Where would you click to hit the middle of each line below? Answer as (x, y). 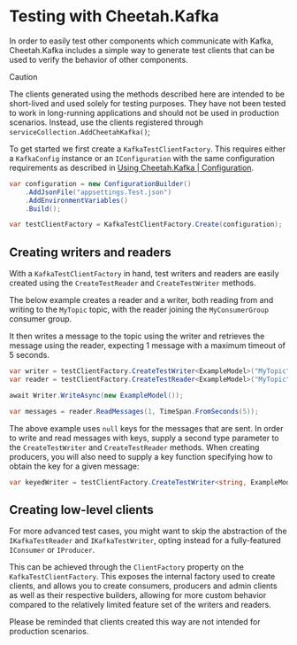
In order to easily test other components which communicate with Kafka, (141, 41)
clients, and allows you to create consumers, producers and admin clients (143, 586)
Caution (23, 76)
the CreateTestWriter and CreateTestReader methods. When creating (134, 447)
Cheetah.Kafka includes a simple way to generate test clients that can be (142, 50)
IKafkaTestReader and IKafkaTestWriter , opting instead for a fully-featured (145, 540)
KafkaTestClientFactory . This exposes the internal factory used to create (142, 577)
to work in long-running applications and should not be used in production (145, 113)
